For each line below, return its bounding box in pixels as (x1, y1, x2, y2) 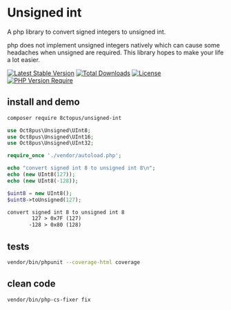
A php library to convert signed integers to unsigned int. (7, 28, 166, 36)
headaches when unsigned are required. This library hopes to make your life (7, 48, 224, 56)
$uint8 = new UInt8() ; (7, 189, 72, 197)
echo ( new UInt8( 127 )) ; (7, 171, 76, 178)
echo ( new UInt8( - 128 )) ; (7, 177, 79, 184)
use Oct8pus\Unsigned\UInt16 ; (7, 133, 94, 141)
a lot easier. (7, 55, 40, 63)
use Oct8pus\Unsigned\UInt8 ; (7, 127, 91, 134)
